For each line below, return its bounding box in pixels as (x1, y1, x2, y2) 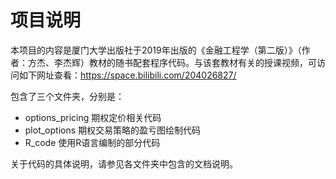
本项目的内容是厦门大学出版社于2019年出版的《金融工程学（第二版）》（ (10, 44, 302, 56)
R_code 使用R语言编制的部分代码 (24, 136, 161, 148)
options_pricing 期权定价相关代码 (24, 111, 162, 123)
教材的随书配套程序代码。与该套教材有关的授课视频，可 (88, 56, 317, 68)
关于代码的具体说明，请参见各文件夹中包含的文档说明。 (10, 157, 238, 170)
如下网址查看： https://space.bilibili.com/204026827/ (18, 69, 237, 81)
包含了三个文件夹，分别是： (10, 90, 125, 102)
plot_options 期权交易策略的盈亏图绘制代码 (24, 124, 202, 136)
